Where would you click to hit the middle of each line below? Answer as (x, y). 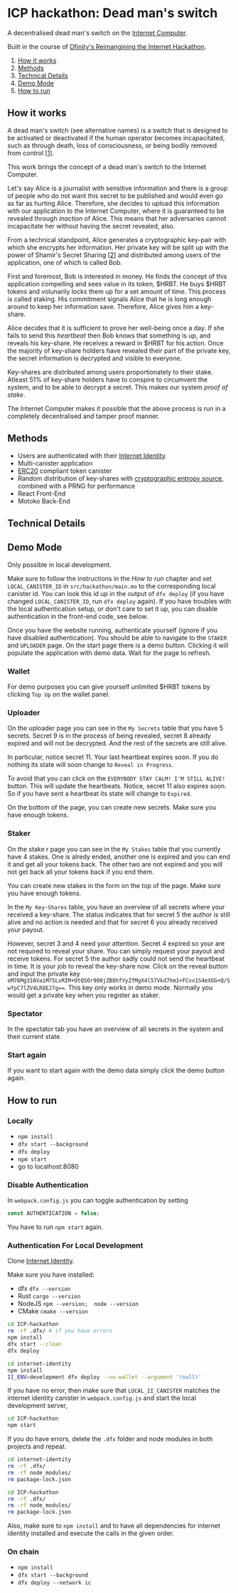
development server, (38, 1406)
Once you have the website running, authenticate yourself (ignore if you (113, 630)
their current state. (34, 1036)
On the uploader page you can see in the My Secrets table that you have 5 (115, 728)
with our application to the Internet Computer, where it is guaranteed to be (116, 211)
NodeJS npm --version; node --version (78, 1304)
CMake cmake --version (53, 1311)
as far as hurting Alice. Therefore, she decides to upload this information (114, 203)
